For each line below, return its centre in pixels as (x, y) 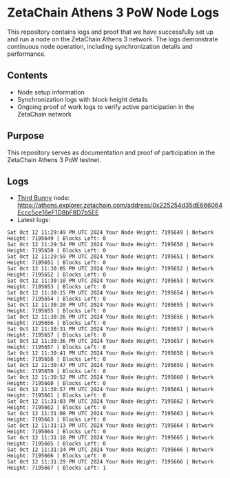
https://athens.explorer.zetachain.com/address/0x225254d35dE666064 (119, 206)
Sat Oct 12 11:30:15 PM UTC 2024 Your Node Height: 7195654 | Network (111, 293)
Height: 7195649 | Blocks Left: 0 (57, 239)
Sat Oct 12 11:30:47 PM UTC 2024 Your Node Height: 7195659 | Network (111, 366)
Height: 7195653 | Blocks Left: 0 (57, 287)
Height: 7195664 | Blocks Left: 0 (57, 432)
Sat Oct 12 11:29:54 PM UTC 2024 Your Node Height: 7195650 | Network (111, 245)
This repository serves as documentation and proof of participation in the (111, 152)
